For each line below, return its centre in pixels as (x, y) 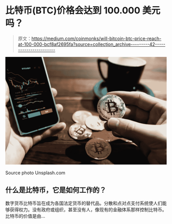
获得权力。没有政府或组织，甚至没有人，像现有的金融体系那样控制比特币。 (88, 210)
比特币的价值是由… (25, 216)
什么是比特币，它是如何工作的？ (56, 190)
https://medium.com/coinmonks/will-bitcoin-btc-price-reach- (96, 38)
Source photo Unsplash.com (35, 173)
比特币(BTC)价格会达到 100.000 (73, 11)
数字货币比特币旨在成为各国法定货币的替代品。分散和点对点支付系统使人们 (84, 203)
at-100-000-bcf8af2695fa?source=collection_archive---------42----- (91, 44)
